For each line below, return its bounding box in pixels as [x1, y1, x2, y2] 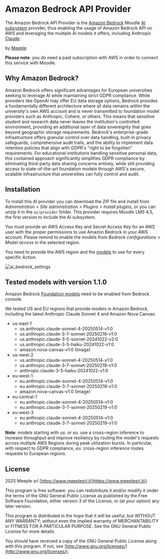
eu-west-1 [12, 373, 33, 379]
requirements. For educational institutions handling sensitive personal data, [5, 150, 158, 156]
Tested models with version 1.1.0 [5, 278, 107, 286]
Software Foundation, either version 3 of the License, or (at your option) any [5, 498, 160, 504]
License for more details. [5, 528, 56, 534]
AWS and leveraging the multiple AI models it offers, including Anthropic [5, 30, 152, 36]
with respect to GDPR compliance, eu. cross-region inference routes [5, 445, 144, 452]
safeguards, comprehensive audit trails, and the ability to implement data [5, 140, 153, 145]
